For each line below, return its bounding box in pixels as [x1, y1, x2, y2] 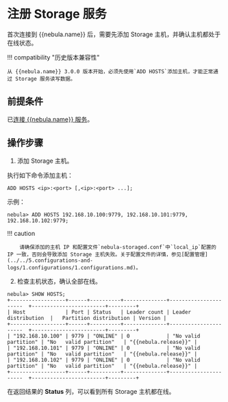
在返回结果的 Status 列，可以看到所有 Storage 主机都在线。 [7, 387, 175, 395]
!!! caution [7, 229, 36, 237]
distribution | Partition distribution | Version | [7, 314, 167, 321]
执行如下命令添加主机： [7, 171, 73, 179]
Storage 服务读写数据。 [15, 75, 76, 82]
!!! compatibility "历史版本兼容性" [7, 53, 100, 62]
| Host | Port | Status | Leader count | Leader [7, 308, 192, 315]
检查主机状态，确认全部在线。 [16, 277, 101, 285]
